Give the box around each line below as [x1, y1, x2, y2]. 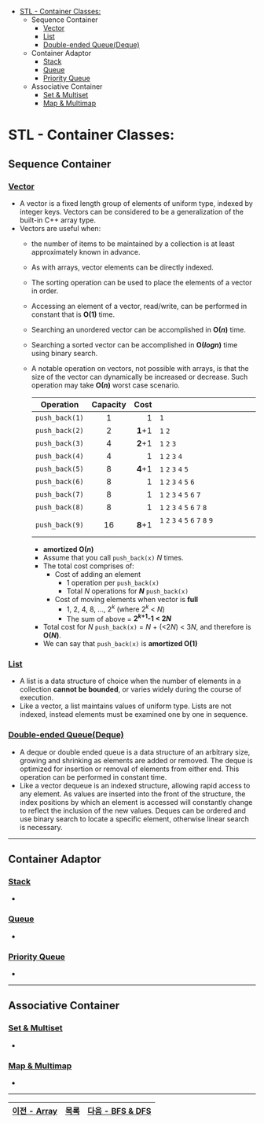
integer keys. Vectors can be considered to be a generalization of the [19, 207, 244, 216]
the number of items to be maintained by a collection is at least [31, 239, 235, 248]
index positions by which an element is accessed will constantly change [19, 797, 253, 806]
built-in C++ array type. [19, 215, 97, 225]
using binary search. [31, 348, 98, 358]
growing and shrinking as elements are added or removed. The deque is [19, 755, 253, 765]
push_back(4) [35, 451, 84, 461]
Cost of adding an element [54, 569, 141, 579]
